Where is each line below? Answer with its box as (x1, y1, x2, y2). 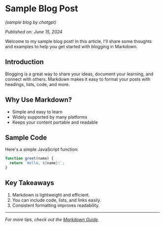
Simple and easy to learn (12, 109, 63, 115)
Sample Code (5, 133, 47, 142)
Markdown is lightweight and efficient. (12, 192, 90, 197)
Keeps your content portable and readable (12, 119, 98, 125)
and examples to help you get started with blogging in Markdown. (5, 43, 138, 49)
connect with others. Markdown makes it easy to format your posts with (5, 76, 151, 82)
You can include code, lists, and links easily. (12, 197, 102, 203)
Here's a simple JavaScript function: (5, 146, 79, 153)
